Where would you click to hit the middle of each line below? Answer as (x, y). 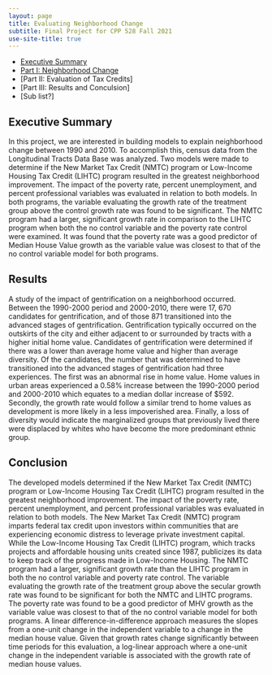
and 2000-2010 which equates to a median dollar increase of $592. (121, 394)
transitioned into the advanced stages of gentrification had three (117, 368)
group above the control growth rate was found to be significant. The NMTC (135, 211)
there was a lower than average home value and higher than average (123, 351)
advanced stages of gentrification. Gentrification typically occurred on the (133, 324)
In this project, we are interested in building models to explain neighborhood (136, 142)
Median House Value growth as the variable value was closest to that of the (135, 246)
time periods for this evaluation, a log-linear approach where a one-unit (128, 647)
